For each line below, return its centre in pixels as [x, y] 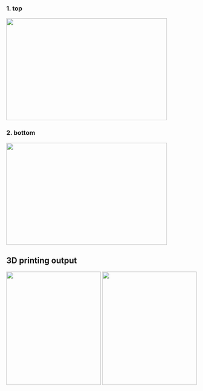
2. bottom [21, 133]
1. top [14, 8]
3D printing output [42, 260]
